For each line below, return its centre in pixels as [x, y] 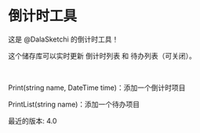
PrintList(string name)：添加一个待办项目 [74, 104]
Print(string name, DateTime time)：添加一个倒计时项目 [97, 88]
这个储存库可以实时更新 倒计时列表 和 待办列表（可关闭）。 [102, 56]
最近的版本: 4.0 [33, 120]
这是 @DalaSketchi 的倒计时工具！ [64, 39]
